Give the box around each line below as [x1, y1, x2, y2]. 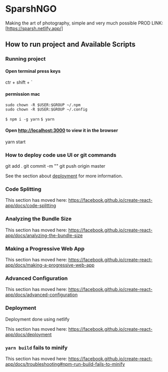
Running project [5, 56, 46, 63]
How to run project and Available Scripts [5, 40, 136, 49]
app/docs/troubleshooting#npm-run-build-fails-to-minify [5, 361, 125, 367]
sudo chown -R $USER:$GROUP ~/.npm [5, 102, 81, 108]
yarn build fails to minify [5, 344, 68, 351]
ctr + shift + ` [5, 79, 33, 86]
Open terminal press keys [5, 68, 61, 74]
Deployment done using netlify [5, 316, 70, 322]
